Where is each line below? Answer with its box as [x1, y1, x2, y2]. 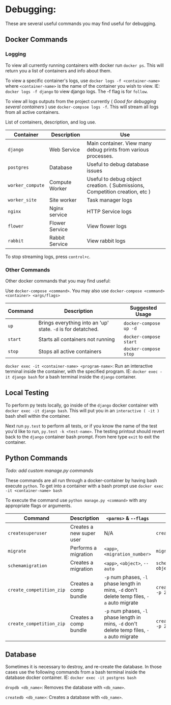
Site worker [49, 196, 77, 204]
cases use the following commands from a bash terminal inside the [5, 669, 146, 675]
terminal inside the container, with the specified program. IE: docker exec [5, 368, 158, 374]
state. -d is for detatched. [38, 325, 99, 333]
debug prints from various [87, 146, 149, 153]
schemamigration [8, 563, 47, 568]
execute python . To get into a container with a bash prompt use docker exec [5, 483, 164, 489]
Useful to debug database [87, 161, 149, 168]
